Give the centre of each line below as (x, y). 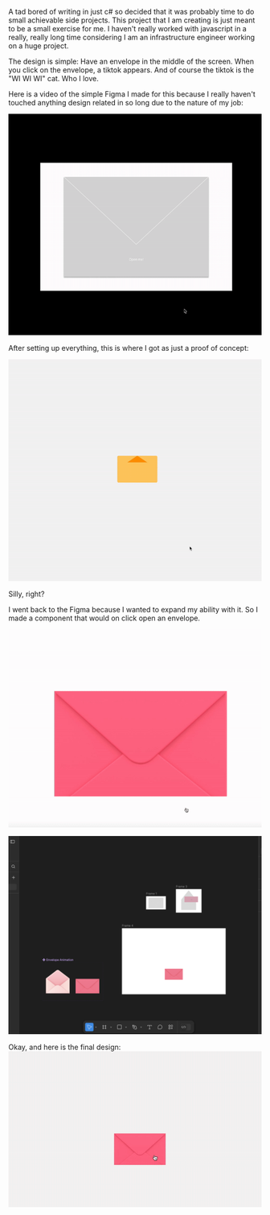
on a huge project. (39, 46)
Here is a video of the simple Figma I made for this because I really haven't (132, 94)
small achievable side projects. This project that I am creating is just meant (132, 20)
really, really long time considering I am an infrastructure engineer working (132, 37)
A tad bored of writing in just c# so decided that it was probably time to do (131, 12)
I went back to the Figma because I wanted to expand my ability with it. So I (133, 609)
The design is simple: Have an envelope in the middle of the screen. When (131, 61)
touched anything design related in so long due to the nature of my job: (126, 103)
